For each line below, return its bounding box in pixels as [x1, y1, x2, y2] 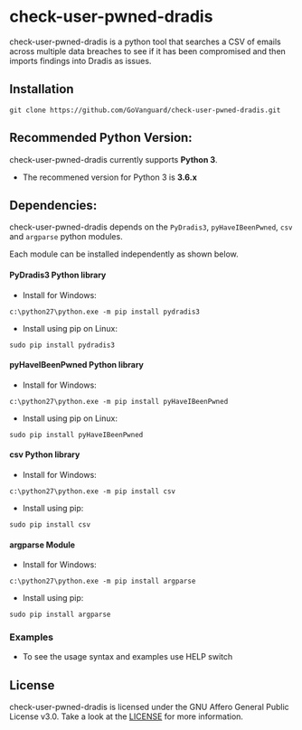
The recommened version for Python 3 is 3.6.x [22, 172, 197, 182]
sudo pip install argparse [9, 610, 111, 620]
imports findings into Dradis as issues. [9, 55, 152, 66]
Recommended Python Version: [9, 130, 193, 145]
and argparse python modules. [9, 231, 124, 242]
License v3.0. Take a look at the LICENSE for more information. [9, 711, 244, 722]
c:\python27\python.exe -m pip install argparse [9, 576, 196, 586]
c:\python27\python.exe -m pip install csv [9, 486, 176, 496]
